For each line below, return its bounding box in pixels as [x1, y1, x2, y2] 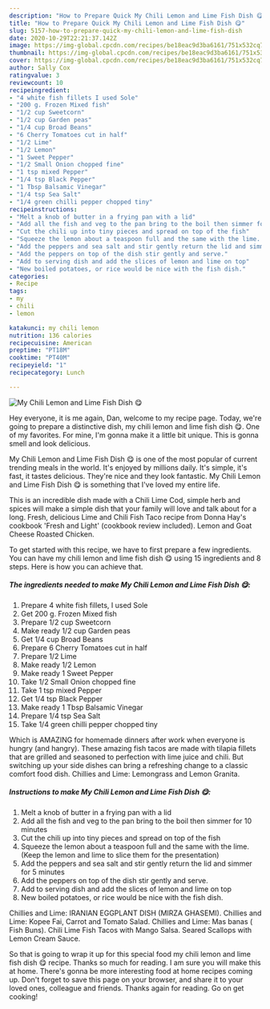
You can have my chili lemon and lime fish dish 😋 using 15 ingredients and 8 [9, 553, 261, 563]
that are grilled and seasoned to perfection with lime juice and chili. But [9, 752, 244, 762]
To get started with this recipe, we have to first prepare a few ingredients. [9, 545, 252, 554]
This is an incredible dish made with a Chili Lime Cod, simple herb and [9, 495, 241, 504]
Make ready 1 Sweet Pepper [20, 668, 114, 677]
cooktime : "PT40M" [9, 354, 71, 362]
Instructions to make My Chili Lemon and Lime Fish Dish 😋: [9, 787, 212, 797]
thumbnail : [9, 49, 46, 57]
